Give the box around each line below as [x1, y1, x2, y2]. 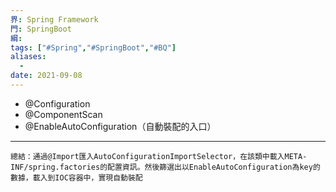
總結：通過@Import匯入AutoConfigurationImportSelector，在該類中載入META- [10, 151, 308, 161]
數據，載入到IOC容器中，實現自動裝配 [10, 172, 143, 183]
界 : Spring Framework [10, 14, 99, 25]
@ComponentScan [24, 108, 103, 120]
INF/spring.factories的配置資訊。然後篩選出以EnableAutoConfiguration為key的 [10, 162, 321, 172]
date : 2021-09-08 [10, 71, 83, 81]
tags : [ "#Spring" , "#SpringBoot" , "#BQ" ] [10, 42, 177, 53]
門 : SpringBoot [10, 24, 72, 34]
